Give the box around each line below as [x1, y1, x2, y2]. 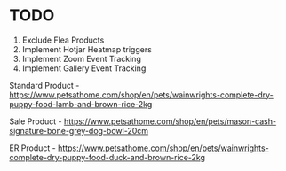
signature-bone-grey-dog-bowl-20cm [9, 125, 149, 136]
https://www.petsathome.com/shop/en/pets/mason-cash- [63, 116, 277, 127]
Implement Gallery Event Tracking [21, 63, 147, 74]
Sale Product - [9, 116, 62, 127]
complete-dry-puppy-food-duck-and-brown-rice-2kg [9, 152, 206, 162]
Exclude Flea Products [21, 35, 105, 45]
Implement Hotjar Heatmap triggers [21, 43, 153, 54]
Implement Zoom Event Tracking [21, 53, 142, 64]
